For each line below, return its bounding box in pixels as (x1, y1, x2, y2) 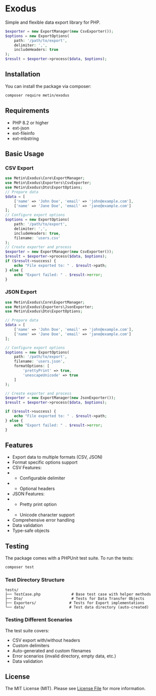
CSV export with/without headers (12, 637, 80, 643)
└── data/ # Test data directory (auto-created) (5, 605, 149, 610)
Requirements (5, 107, 49, 115)
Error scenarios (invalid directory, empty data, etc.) (12, 653, 117, 659)
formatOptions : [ (14, 364, 50, 369)
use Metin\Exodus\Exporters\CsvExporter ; (5, 180, 92, 185)
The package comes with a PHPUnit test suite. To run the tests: (5, 555, 134, 561)
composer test (5, 565, 35, 570)
